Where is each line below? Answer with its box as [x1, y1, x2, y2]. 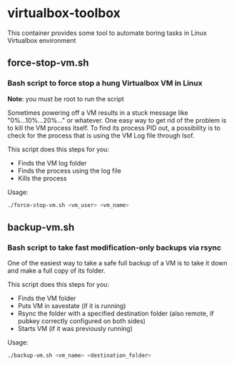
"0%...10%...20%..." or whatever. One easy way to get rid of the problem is [7, 116, 227, 124]
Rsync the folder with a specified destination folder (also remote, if [17, 309, 214, 318]
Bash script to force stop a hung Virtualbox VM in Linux [7, 78, 203, 88]
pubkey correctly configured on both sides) [17, 317, 146, 325]
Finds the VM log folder [17, 158, 87, 167]
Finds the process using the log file [17, 166, 121, 175]
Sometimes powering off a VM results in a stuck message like [7, 108, 188, 117]
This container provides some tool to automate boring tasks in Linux [7, 29, 207, 37]
